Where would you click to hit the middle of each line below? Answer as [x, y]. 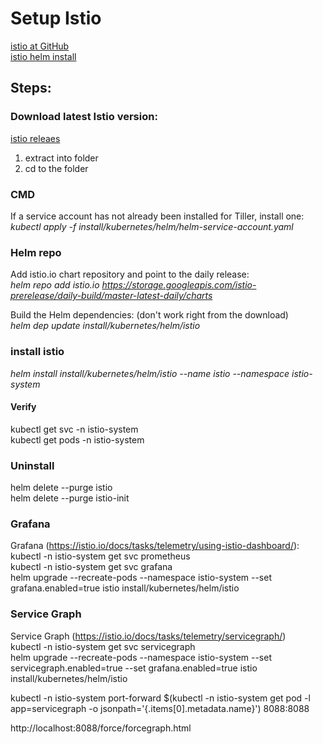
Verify [23, 407]
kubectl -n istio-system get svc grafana [91, 567]
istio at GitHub [40, 46]
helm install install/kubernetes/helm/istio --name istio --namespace [150, 373]
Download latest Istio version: [84, 117]
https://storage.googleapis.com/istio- [179, 285]
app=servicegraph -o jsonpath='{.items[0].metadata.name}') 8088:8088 [160, 708]
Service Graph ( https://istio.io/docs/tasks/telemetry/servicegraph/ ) [148, 636]
